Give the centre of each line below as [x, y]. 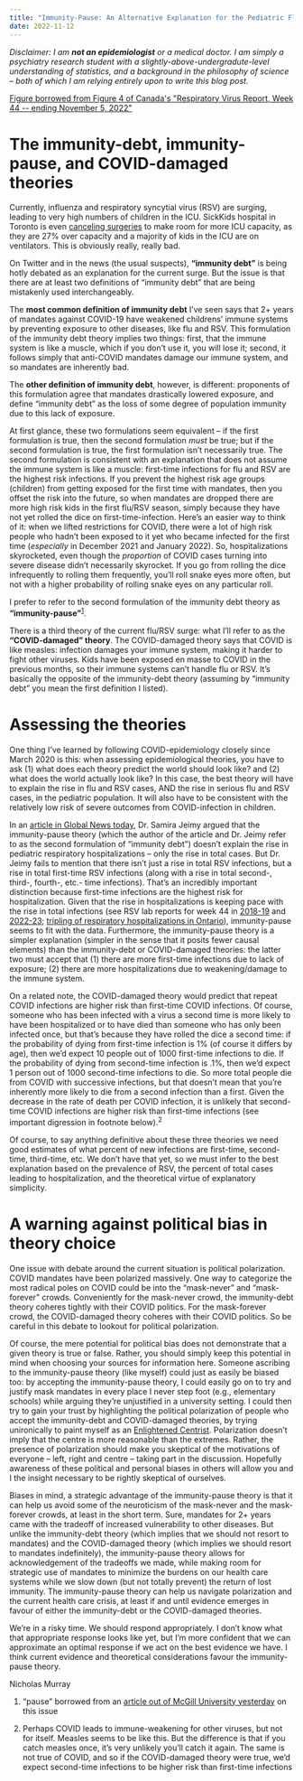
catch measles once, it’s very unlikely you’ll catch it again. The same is [154, 1748]
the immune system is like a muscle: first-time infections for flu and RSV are [150, 470]
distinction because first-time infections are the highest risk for [126, 892]
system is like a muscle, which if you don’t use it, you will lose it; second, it [148, 348]
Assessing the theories [98, 725]
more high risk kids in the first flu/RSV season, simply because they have [145, 508]
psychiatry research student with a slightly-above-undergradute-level [139, 61]
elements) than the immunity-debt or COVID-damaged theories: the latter [145, 950]
